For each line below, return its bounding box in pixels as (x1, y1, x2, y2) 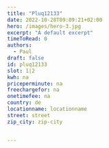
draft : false (7, 55, 45, 62)
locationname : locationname (7, 106, 88, 112)
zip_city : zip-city (7, 118, 63, 125)
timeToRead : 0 (7, 36, 48, 42)
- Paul (13, 49, 32, 56)
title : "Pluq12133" (7, 10, 63, 17)
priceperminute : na (7, 80, 63, 87)
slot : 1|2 (7, 67, 36, 74)
